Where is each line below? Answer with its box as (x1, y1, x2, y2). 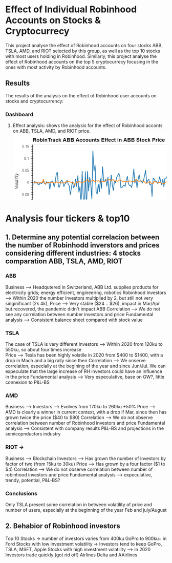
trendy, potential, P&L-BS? (5, 477, 60, 483)
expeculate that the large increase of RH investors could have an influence (5, 368, 163, 374)
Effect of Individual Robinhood (5, 4, 137, 15)
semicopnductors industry (5, 431, 61, 437)
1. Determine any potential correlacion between (5, 233, 160, 242)
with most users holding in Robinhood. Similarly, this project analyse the (5, 53, 157, 59)
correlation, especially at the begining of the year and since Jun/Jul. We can (5, 363, 166, 369)
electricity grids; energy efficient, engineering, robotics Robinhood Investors (5, 289, 166, 296)
